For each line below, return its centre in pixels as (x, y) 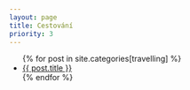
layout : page (33, 17)
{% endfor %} (47, 78)
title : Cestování (41, 26)
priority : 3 (31, 34)
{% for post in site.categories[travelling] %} (102, 59)
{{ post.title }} (47, 68)
